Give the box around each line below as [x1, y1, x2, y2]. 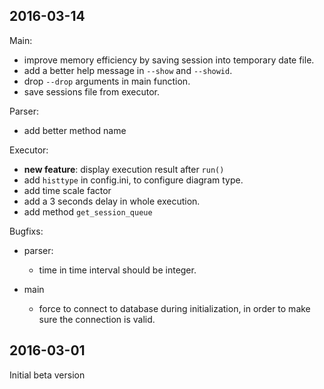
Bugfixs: [9, 225, 44, 237]
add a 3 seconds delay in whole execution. [23, 195, 201, 207]
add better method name [23, 124, 127, 136]
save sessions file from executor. [23, 85, 161, 98]
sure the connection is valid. [38, 313, 156, 325]
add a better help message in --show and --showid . [23, 64, 233, 76]
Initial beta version [9, 369, 86, 381]
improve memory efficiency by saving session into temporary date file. [23, 54, 315, 66]
